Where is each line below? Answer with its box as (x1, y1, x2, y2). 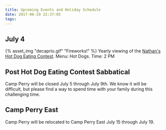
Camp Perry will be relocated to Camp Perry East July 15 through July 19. (5, 119, 155, 125)
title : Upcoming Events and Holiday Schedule (5, 7, 101, 12)
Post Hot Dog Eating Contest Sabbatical (5, 67, 130, 76)
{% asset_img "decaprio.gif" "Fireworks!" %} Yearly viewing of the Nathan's (5, 48, 161, 54)
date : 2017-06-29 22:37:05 (5, 12, 61, 17)
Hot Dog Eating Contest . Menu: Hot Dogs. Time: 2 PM (5, 53, 115, 60)
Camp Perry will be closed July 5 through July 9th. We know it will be (5, 81, 147, 87)
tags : (5, 16, 16, 21)
